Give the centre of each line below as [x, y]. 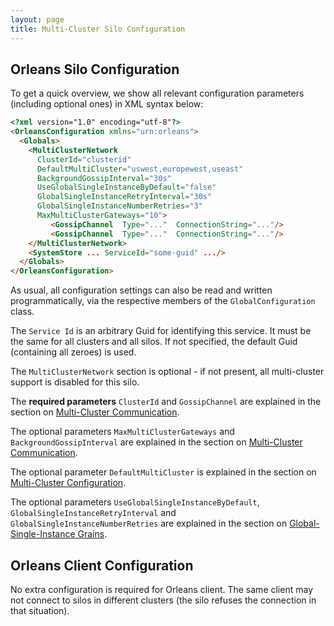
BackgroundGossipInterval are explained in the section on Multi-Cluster [156, 442]
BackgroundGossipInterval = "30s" [104, 178]
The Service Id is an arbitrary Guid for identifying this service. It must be [161, 331]
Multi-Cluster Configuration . [68, 483]
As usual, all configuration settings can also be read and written [141, 290]
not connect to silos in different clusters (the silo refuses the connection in [163, 600]
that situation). [40, 610]
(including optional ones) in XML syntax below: [107, 104]
